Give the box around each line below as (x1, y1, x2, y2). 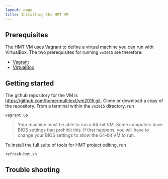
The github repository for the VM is (5, 93, 78, 99)
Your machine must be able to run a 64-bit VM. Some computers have (17, 122, 163, 128)
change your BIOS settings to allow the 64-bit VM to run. (17, 132, 135, 138)
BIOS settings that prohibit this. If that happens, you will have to (17, 127, 149, 133)
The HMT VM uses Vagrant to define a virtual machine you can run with (5, 44, 154, 50)
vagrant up (5, 113, 28, 118)
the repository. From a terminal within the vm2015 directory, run (5, 103, 134, 109)
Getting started (5, 79, 54, 87)
